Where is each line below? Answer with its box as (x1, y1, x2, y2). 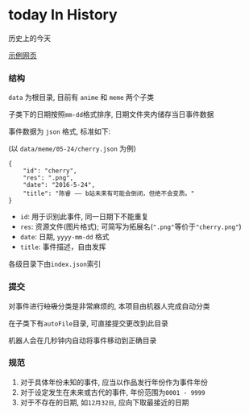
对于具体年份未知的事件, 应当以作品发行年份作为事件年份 (19, 377, 208, 387)
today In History (8, 6, 118, 24)
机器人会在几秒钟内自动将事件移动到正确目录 (8, 335, 157, 345)
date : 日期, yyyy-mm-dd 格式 (19, 232, 110, 242)
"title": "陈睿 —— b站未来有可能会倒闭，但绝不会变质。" (23, 189, 195, 198)
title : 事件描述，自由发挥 (19, 242, 106, 251)
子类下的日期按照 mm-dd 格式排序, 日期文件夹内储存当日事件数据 (8, 110, 214, 119)
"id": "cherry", (23, 167, 78, 175)
